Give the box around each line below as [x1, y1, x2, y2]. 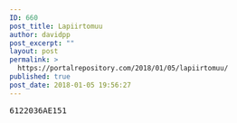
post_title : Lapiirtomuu [9, 22, 103, 31]
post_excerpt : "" [9, 38, 75, 48]
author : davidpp [9, 30, 71, 39]
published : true [9, 72, 71, 81]
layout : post [9, 47, 59, 56]
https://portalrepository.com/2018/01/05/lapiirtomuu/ [17, 64, 229, 73]
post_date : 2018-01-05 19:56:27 [9, 80, 131, 90]
